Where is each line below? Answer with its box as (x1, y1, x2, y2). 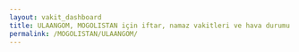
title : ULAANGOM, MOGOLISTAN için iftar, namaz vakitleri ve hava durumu (9, 21, 291, 30)
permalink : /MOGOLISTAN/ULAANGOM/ (9, 29, 139, 38)
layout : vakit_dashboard (9, 12, 102, 22)
